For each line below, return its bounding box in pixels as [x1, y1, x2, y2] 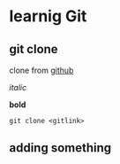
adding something [9, 140, 112, 156]
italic [9, 82, 27, 92]
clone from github [9, 65, 74, 75]
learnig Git [9, 6, 87, 27]
